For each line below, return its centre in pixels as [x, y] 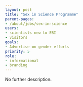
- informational [22, 61]
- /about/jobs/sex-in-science [36, 24]
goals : [12, 42]
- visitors [16, 38]
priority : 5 [17, 51]
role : [11, 56]
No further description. [28, 80]
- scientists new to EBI [31, 33]
